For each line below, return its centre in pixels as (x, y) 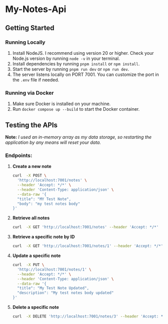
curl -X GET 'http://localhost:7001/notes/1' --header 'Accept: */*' (88, 246)
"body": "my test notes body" (49, 204)
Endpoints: (19, 155)
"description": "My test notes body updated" (65, 293)
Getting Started (30, 28)
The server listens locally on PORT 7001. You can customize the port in (86, 74)
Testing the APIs (31, 125)
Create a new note (32, 167)
